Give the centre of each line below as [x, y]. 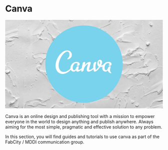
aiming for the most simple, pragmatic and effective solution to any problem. [84, 127]
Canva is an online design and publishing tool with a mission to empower [80, 116]
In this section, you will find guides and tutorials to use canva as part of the [82, 136]
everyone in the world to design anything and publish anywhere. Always [79, 121]
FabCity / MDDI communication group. [45, 142]
